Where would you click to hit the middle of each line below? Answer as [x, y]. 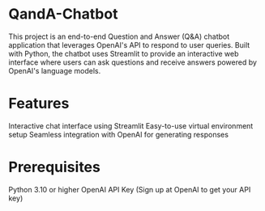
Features [39, 104]
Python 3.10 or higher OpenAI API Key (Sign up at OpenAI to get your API [130, 189]
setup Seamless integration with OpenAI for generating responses [119, 134]
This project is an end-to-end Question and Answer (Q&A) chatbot [119, 36]
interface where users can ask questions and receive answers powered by [133, 62]
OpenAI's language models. [55, 70]
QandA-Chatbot [63, 14]
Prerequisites [55, 167]
